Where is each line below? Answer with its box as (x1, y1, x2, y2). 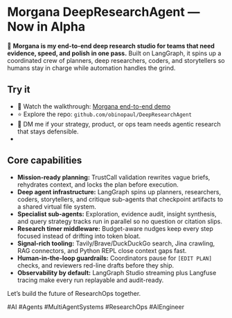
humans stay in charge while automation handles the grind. (7, 64, 176, 72)
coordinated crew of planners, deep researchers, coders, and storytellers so (7, 56, 225, 64)
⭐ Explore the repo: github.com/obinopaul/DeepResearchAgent (17, 110, 193, 118)
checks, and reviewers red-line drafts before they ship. (17, 261, 175, 270)
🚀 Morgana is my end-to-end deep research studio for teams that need (7, 41, 215, 50)
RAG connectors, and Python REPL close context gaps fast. (17, 246, 187, 254)
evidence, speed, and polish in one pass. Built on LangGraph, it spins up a (7, 49, 222, 57)
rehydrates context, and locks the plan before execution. (17, 180, 179, 189)
